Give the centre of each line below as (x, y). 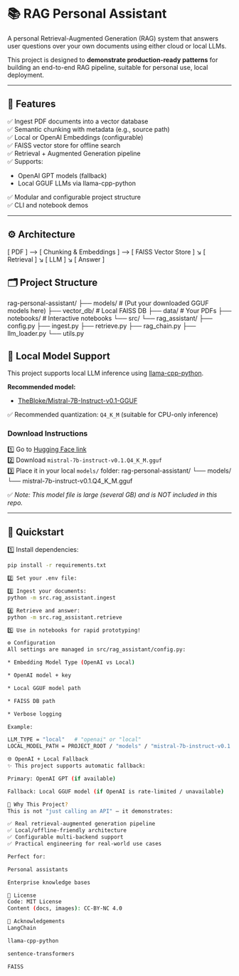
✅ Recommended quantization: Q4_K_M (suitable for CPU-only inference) (113, 415)
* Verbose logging (34, 714)
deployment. (26, 75)
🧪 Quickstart (36, 532)
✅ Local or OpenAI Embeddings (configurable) (75, 137)
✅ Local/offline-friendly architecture (67, 831)
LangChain (22, 928)
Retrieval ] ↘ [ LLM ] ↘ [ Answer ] (56, 259)
